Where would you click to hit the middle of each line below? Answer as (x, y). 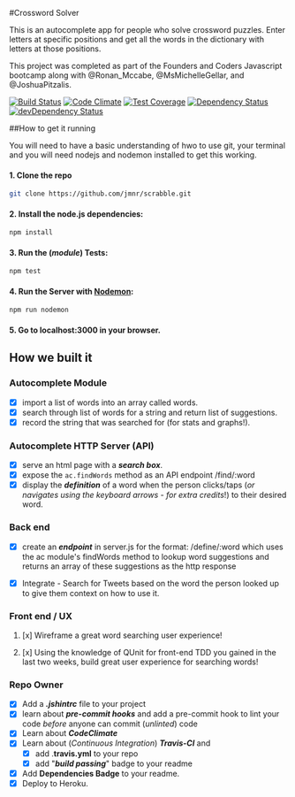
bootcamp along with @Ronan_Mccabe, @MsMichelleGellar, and (127, 75)
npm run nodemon (39, 310)
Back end (30, 527)
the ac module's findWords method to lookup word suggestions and (145, 556)
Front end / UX (41, 616)
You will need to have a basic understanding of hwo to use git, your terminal (147, 146)
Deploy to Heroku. (55, 783)
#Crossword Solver (44, 13)
